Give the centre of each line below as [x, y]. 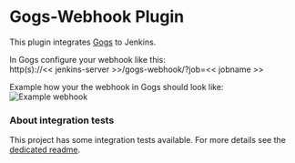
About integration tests [62, 120]
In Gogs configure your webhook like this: [87, 59]
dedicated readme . [45, 150]
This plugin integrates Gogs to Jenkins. [83, 42]
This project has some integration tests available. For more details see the [148, 140]
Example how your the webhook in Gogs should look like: [117, 87]
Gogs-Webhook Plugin [97, 17]
